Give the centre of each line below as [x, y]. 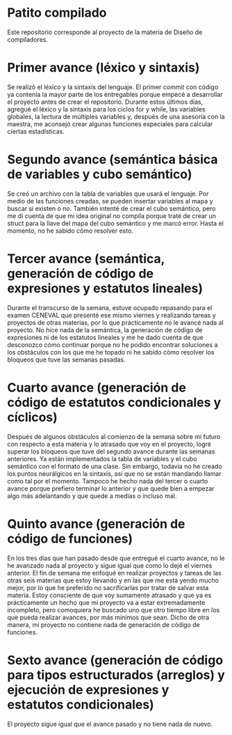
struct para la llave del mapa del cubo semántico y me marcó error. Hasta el [115, 223]
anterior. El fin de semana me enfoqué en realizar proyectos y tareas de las [115, 573]
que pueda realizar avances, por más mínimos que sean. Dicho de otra [108, 617]
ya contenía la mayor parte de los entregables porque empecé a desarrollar [115, 94]
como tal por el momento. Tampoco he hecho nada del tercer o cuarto [108, 481]
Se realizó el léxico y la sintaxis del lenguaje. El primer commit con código [113, 87]
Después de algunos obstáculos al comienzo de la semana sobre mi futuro [114, 436]
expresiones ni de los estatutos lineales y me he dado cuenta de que [105, 337]
